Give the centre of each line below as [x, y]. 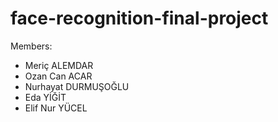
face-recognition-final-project [139, 18]
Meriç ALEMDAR [59, 65]
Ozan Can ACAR [58, 76]
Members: [31, 46]
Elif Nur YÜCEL [56, 108]
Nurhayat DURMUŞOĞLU [77, 86]
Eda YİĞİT [45, 97]
